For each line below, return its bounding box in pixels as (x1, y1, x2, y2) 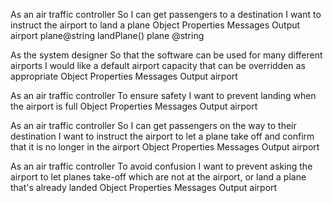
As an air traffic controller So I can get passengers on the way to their (10, 120, 297, 131)
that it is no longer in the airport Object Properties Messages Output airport (10, 141, 320, 153)
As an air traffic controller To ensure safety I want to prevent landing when (10, 90, 317, 101)
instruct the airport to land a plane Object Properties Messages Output (10, 19, 301, 31)
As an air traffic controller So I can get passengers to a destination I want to (10, 9, 322, 20)
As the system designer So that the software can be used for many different (10, 49, 323, 61)
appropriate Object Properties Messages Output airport (10, 70, 238, 82)
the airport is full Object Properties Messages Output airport (10, 100, 258, 112)
